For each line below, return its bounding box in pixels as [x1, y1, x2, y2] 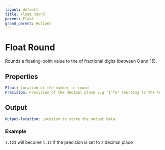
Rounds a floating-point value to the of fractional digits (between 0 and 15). [5, 58, 157, 64]
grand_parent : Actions [5, 21, 52, 26]
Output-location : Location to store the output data [5, 116, 115, 122]
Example [5, 128, 27, 135]
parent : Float [5, 16, 34, 21]
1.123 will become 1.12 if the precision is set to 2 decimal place [5, 139, 133, 145]
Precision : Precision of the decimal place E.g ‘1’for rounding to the [5, 90, 155, 95]
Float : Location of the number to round [5, 85, 89, 90]
